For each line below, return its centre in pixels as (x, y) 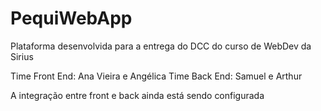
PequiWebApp (71, 18)
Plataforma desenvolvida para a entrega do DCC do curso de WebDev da (161, 46)
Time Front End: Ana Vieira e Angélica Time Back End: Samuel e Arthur (156, 76)
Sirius (22, 56)
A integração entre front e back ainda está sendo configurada (137, 95)
